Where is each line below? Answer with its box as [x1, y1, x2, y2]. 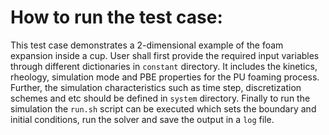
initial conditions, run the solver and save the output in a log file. [10, 113, 275, 125]
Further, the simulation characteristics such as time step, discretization [10, 81, 302, 93]
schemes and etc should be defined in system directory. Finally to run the [10, 92, 311, 104]
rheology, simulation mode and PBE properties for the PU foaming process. [10, 71, 320, 83]
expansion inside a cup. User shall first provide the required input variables [10, 49, 320, 61]
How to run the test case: [10, 6, 223, 29]
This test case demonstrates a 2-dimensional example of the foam [10, 39, 284, 51]
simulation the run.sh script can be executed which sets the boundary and [10, 102, 317, 115]
